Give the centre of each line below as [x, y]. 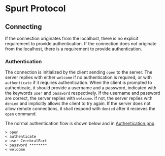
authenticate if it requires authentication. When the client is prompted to [79, 83]
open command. [21, 114]
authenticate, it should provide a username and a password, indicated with [81, 88]
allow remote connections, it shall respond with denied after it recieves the [80, 109]
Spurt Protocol [35, 9]
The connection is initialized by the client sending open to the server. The [79, 72]
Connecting [24, 27]
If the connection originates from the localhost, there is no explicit [72, 38]
